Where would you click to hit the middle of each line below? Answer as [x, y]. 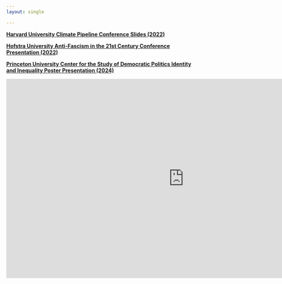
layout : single [25, 12]
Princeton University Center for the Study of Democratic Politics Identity [99, 64]
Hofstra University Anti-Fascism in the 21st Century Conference [88, 46]
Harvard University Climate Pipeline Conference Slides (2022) [86, 34]
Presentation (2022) [32, 52]
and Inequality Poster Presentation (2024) [60, 70]
